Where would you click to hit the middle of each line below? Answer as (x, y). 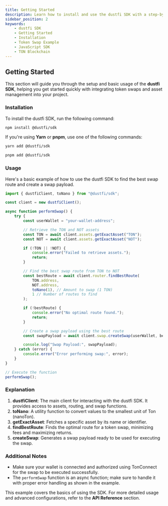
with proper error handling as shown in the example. (66, 483)
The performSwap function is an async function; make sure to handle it (84, 477)
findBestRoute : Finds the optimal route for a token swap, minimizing (83, 427)
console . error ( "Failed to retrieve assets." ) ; (81, 253)
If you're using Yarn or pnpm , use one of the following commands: (74, 137)
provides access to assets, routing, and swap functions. (70, 406)
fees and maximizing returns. (42, 432)
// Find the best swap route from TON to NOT (71, 271)
